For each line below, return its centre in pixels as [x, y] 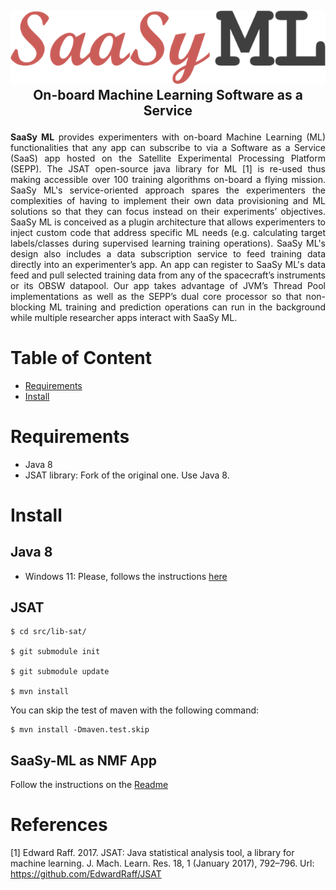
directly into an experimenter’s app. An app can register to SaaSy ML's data [168, 264]
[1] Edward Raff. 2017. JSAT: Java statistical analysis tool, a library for [152, 853]
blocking [28, 307]
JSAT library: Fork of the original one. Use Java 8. [127, 475]
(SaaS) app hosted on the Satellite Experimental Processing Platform [168, 158]
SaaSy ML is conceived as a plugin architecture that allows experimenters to [168, 222]
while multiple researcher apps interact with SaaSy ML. [124, 317]
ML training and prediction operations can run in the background [187, 307]
